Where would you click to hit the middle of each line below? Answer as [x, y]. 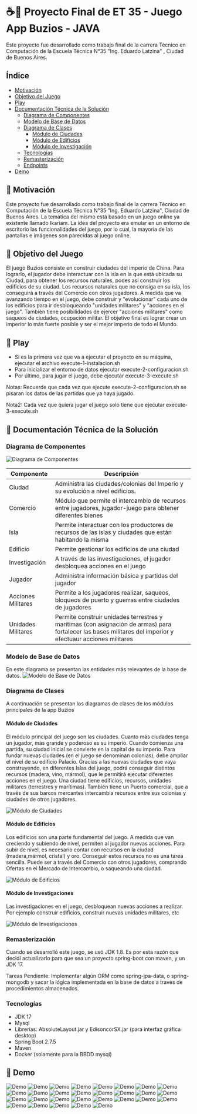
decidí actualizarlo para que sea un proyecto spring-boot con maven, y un [96, 959]
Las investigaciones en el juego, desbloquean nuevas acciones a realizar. [95, 906]
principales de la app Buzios [40, 710]
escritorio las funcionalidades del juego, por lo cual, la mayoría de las [90, 229]
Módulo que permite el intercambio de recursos [120, 500]
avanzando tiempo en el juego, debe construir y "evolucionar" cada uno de [97, 299]
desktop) [25, 1035]
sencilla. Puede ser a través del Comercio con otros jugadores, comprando [96, 862]
